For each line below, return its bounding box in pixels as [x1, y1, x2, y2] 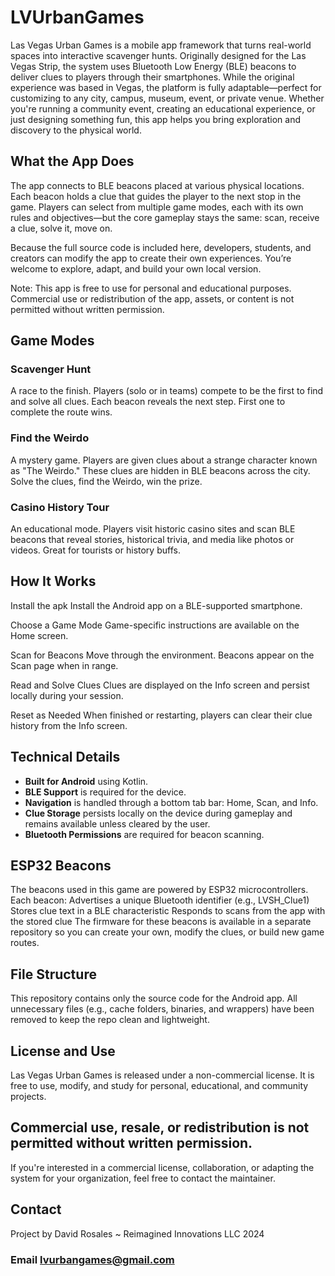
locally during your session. [10, 689, 124, 701]
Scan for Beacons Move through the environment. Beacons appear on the [10, 649, 315, 661]
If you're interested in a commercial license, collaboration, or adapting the [10, 1161, 315, 1173]
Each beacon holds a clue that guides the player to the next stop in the [10, 190, 302, 202]
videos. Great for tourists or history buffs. [10, 544, 181, 556]
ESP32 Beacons [10, 857, 112, 875]
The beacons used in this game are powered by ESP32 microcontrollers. [10, 884, 309, 896]
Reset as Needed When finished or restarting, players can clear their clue [10, 709, 313, 721]
